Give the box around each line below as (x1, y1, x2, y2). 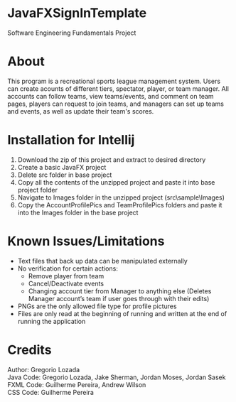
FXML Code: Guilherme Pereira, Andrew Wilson (7, 380, 146, 389)
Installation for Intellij (7, 132, 135, 148)
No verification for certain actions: (17, 264, 119, 273)
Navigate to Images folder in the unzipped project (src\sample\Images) (17, 193, 225, 202)
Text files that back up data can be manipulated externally (17, 256, 188, 265)
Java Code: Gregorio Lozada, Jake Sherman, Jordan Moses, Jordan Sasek (7, 373, 226, 381)
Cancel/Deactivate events (28, 279, 104, 288)
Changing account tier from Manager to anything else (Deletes (28, 286, 212, 295)
